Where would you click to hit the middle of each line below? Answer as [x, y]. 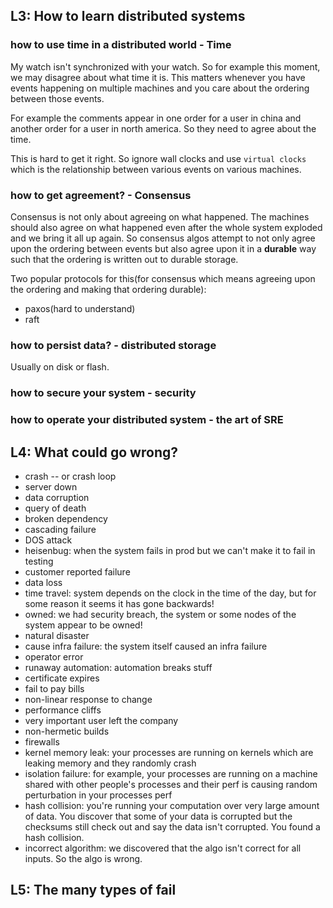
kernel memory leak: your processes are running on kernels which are [169, 752]
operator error [54, 656]
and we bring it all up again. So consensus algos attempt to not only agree [163, 238]
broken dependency [66, 518]
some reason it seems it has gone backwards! [119, 603]
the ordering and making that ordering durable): [108, 289]
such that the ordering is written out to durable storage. [124, 259]
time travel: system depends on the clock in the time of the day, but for [170, 593]
